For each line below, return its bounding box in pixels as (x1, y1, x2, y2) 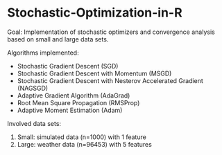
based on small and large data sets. (7, 35, 109, 43)
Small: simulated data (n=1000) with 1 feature (17, 133, 147, 141)
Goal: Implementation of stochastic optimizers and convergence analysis (7, 28, 215, 36)
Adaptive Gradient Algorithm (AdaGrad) (17, 91, 130, 100)
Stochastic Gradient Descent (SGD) (17, 62, 119, 70)
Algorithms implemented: (7, 48, 79, 57)
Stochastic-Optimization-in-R (7, 5, 182, 21)
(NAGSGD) (17, 84, 49, 92)
